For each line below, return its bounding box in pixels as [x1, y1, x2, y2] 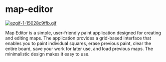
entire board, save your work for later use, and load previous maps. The [5, 45, 153, 51]
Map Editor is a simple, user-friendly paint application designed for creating [5, 29, 161, 35]
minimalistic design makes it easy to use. [5, 51, 90, 57]
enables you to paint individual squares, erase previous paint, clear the [5, 40, 151, 46]
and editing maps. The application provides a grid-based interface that [5, 35, 151, 41]
